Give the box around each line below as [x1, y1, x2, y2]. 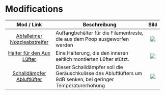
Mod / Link [16, 21, 42, 28]
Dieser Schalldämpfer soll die [55, 64, 124, 71]
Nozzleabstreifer [10, 38, 49, 45]
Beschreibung [82, 21, 117, 28]
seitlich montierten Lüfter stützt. [55, 55, 129, 62]
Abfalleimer [16, 32, 43, 39]
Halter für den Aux [8, 49, 51, 56]
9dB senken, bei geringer [55, 76, 114, 83]
